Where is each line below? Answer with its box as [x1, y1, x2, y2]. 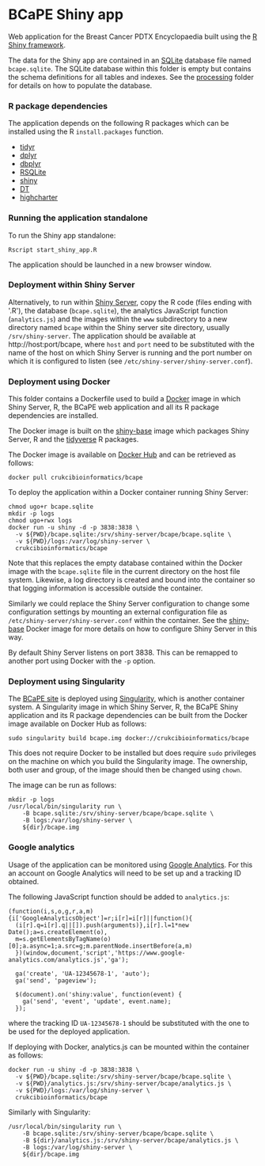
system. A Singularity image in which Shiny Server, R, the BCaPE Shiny [8, 702, 239, 712]
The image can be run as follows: [8, 780, 117, 790]
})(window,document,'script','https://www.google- [15, 948, 186, 957]
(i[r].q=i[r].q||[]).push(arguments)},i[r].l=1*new [15, 921, 190, 929]
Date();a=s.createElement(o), [8, 928, 108, 936]
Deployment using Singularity [8, 676, 125, 687]
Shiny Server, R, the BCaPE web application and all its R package [8, 402, 220, 412]
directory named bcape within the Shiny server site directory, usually [8, 322, 230, 332]
